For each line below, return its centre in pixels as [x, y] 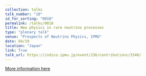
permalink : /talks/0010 [29, 23]
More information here [28, 69]
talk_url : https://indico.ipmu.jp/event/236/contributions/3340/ [73, 55]
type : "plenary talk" [27, 32]
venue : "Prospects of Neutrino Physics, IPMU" [53, 37]
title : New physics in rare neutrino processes [55, 28]
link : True [16, 50]
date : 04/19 [17, 41]
